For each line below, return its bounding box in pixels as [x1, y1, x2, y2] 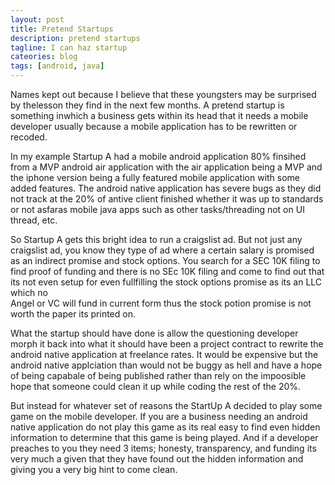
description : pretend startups [10, 33, 141, 43]
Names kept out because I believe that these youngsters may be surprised [10, 89, 317, 100]
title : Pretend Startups [10, 24, 114, 34]
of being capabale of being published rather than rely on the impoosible [10, 370, 307, 381]
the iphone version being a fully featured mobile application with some [10, 172, 301, 183]
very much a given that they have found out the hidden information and [10, 453, 304, 465]
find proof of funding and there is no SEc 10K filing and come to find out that [10, 266, 325, 277]
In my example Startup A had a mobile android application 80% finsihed [10, 151, 307, 162]
